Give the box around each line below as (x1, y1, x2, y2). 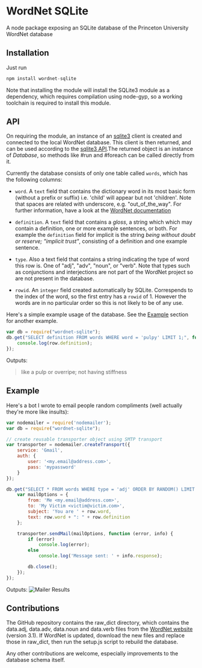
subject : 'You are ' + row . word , (28, 509, 112, 515)
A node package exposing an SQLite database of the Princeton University (6, 24, 189, 31)
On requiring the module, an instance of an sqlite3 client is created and (6, 132, 182, 139)
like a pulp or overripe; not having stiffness (20, 368, 127, 375)
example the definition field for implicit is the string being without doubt (14, 231, 196, 239)
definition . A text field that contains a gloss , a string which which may (14, 218, 192, 226)
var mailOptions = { (17, 492, 69, 498)
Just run (6, 64, 27, 71)
